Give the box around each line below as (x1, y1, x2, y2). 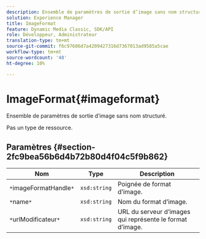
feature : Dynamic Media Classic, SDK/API (6, 26, 114, 32)
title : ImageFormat (6, 20, 56, 26)
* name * (9, 197, 32, 206)
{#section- (53, 142, 96, 152)
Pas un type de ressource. (6, 124, 73, 132)
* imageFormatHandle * (9, 184, 75, 192)
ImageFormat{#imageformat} (6, 92, 161, 106)
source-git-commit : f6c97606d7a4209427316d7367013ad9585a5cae (6, 44, 169, 50)
